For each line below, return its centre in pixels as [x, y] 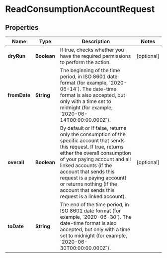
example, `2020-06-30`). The [96, 217]
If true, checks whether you [92, 50]
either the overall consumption [95, 153]
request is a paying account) [93, 178]
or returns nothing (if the [89, 184]
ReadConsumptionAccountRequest [80, 9]
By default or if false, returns [93, 128]
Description [96, 42]
